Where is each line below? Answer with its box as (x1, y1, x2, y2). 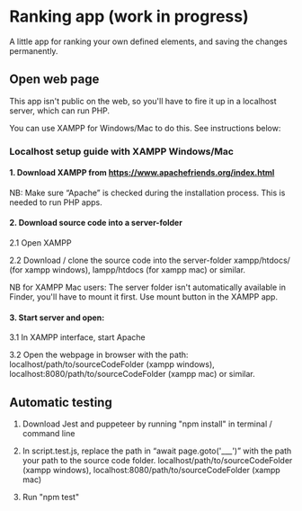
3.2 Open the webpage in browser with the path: (9, 349, 189, 361)
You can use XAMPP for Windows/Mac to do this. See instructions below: (9, 122, 281, 133)
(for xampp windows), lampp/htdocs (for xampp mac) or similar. (9, 264, 245, 275)
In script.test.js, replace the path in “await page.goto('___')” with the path (22, 445, 292, 456)
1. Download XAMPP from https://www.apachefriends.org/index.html (9, 167, 275, 178)
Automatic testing (9, 394, 112, 410)
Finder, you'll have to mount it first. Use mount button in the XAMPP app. (9, 291, 279, 302)
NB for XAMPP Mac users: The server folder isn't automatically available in (9, 282, 286, 293)
